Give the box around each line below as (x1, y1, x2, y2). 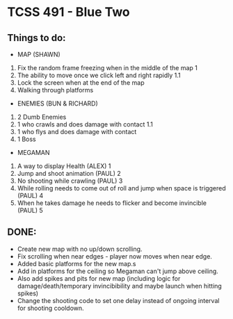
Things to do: (7, 32, 66, 44)
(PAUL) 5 (17, 206, 43, 214)
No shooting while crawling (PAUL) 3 (17, 177, 123, 185)
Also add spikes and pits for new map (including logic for (17, 274, 181, 282)
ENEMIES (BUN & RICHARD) (17, 99, 99, 108)
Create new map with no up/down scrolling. (17, 245, 143, 253)
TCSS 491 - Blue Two (7, 4, 130, 20)
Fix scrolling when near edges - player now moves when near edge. (17, 252, 212, 261)
